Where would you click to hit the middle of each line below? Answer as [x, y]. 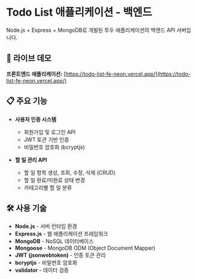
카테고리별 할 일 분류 [48, 187]
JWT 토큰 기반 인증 [46, 139]
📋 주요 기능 [27, 101]
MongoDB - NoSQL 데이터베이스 [54, 241]
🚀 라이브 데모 [29, 58]
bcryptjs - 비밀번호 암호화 [46, 263]
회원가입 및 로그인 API [50, 132]
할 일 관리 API [31, 160]
